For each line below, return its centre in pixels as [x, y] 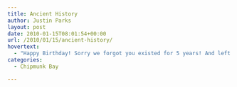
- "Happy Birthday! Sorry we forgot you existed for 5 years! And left [122, 54]
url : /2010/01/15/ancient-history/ [60, 40]
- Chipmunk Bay [36, 66]
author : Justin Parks [39, 21]
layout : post [27, 27]
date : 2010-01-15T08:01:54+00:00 [57, 34]
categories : [25, 60]
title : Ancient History [43, 14]
